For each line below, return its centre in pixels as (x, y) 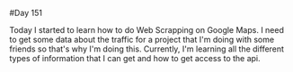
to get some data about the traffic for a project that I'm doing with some (142, 40)
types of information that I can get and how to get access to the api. (135, 58)
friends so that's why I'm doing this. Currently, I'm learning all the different (147, 49)
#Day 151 (26, 13)
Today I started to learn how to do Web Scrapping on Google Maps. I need (147, 30)
